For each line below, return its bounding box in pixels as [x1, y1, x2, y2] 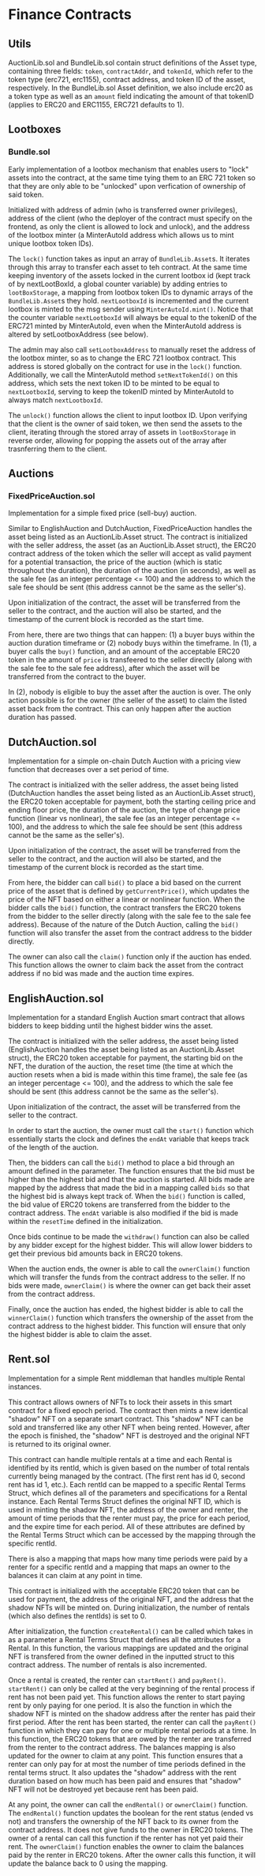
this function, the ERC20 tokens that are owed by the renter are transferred [8, 1734, 252, 1743]
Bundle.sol [8, 146, 50, 157]
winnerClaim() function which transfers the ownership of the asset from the [8, 1313, 254, 1322]
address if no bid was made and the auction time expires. [8, 969, 195, 978]
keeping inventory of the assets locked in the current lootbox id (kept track [8, 270, 251, 280]
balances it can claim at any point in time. [8, 1570, 143, 1580]
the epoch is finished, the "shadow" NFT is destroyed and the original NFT [8, 1430, 250, 1440]
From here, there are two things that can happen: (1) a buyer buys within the [8, 630, 255, 639]
